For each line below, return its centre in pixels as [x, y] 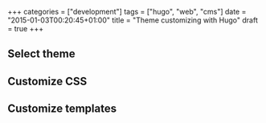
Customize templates [62, 109]
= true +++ [26, 29]
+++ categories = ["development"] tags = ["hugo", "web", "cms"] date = [127, 12]
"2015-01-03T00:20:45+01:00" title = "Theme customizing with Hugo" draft [133, 20]
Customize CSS [47, 81]
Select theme [41, 54]
